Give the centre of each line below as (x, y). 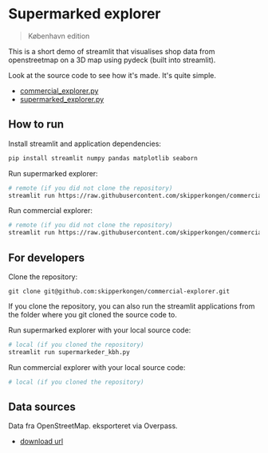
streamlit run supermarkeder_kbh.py (69, 352)
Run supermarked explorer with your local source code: (100, 330)
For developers (47, 257)
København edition (59, 36)
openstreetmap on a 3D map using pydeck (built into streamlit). (112, 60)
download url (41, 441)
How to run (36, 124)
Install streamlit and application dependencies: (85, 144)
